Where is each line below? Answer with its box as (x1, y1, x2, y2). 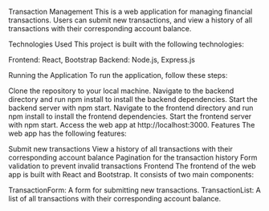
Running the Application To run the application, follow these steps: (8, 71, 228, 79)
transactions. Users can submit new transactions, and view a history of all (8, 15, 253, 25)
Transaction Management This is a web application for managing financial (8, 7, 253, 16)
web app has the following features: (8, 128, 127, 138)
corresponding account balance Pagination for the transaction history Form (8, 152, 258, 162)
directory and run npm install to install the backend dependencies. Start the (8, 95, 259, 103)
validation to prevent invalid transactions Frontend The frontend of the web (8, 161, 256, 171)
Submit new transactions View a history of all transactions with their (8, 144, 233, 153)
